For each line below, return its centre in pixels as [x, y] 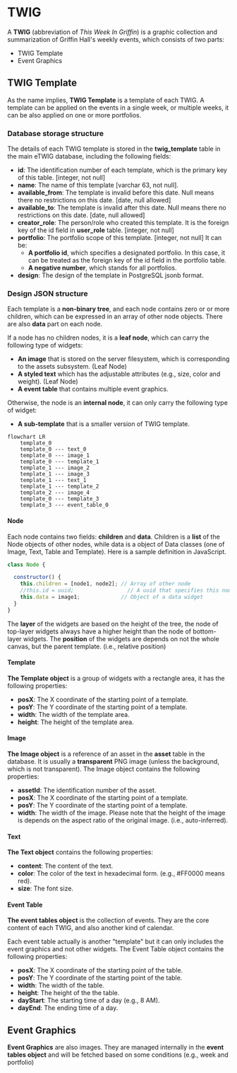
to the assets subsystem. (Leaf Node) [72, 367]
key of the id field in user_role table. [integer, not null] [96, 230]
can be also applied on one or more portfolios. [74, 115]
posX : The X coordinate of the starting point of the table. [100, 970]
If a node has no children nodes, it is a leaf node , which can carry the [108, 338]
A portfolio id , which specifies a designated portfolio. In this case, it [127, 253]
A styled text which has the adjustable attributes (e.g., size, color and [119, 374]
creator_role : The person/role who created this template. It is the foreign [123, 223]
